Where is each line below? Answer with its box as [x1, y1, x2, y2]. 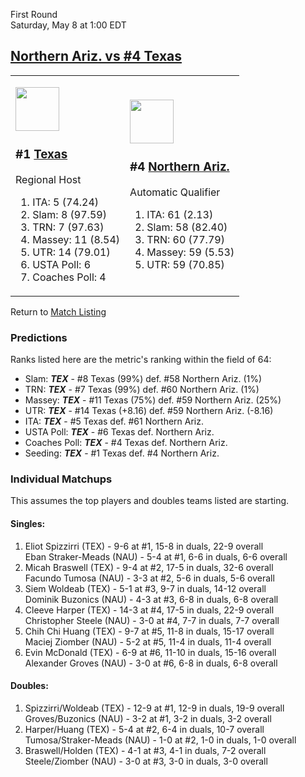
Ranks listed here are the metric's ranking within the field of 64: [10, 354, 272, 366]
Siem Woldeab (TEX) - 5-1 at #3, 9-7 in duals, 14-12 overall [24, 582, 267, 594]
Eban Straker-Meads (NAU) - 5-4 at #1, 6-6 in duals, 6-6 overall [24, 550, 288, 563]
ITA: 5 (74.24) [32, 195, 100, 209]
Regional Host [15, 172, 82, 186]
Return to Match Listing [10, 305, 107, 318]
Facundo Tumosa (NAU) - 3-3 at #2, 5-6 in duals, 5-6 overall [24, 572, 275, 584]
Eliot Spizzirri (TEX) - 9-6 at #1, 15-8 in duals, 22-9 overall [24, 540, 264, 552]
